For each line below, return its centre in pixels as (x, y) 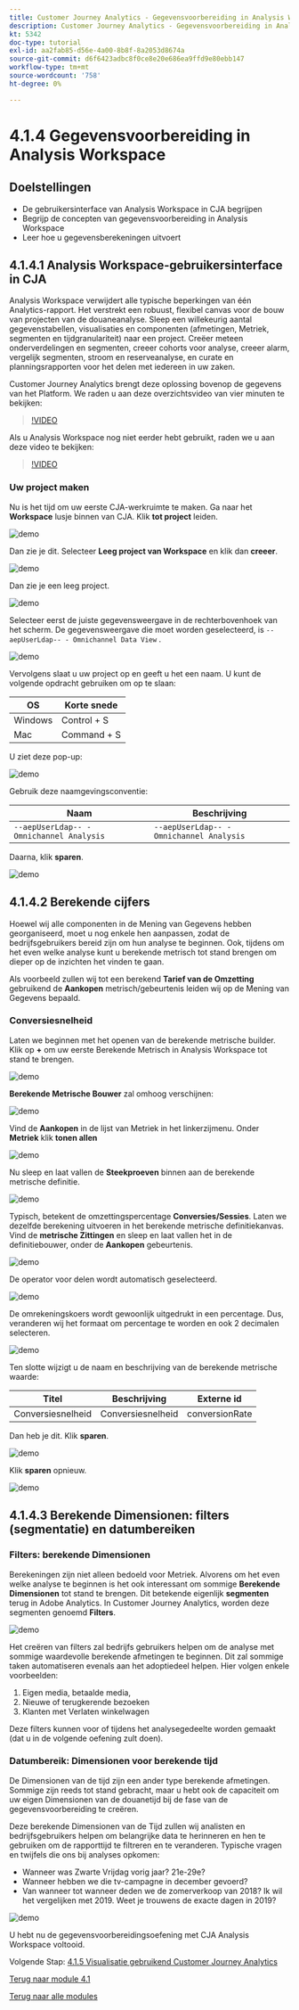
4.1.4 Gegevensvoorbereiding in (130, 135)
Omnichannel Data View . (117, 639)
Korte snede (91, 705)
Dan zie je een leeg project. (59, 586)
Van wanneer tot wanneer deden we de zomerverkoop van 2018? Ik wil (152, 1891)
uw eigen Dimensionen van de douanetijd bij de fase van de (119, 1799)
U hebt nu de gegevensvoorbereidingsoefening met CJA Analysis (129, 1934)
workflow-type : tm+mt (49, 68)
